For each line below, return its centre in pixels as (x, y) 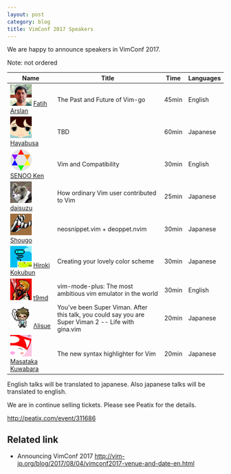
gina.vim (69, 329)
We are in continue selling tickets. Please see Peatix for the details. (102, 405)
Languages (205, 78)
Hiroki (42, 266)
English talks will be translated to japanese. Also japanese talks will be (106, 384)
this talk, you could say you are (101, 314)
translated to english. (37, 391)
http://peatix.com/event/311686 (52, 418)
